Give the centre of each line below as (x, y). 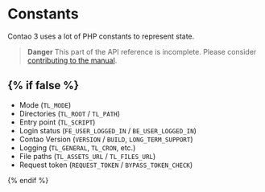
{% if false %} (43, 86)
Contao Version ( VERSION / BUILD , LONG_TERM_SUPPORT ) (106, 139)
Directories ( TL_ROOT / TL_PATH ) (70, 113)
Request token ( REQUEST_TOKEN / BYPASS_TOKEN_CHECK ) (106, 165)
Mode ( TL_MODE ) (45, 104)
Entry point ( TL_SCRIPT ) (57, 122)
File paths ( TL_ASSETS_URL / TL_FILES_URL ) (87, 156)
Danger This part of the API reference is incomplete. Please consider (142, 51)
